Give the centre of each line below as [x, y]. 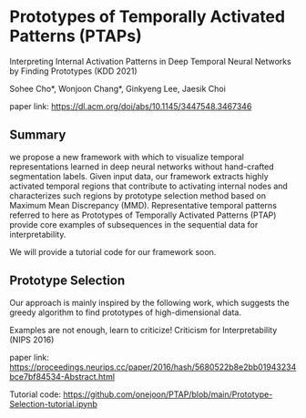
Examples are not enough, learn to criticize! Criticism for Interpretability [143, 330]
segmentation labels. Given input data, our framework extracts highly [139, 176]
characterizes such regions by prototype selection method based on [138, 195]
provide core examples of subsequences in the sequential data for [134, 224]
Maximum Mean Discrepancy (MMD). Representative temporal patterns [143, 205]
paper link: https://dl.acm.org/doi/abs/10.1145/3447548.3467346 [131, 106]
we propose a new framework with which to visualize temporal [127, 157]
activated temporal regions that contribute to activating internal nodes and [149, 186]
